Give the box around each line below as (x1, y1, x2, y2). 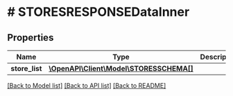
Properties (7, 32, 54, 44)
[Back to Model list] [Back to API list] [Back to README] (7, 81, 166, 90)
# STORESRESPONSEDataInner (7, 4, 190, 20)
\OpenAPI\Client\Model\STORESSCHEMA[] (48, 64, 194, 73)
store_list (10, 64, 42, 73)
